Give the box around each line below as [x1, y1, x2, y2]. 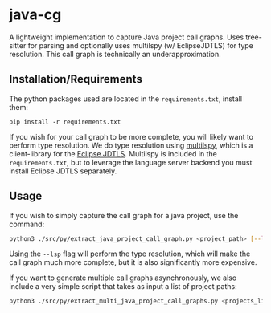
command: [9, 219, 45, 229]
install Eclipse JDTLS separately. [9, 166, 117, 176]
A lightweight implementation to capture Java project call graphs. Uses [9, 32, 244, 42]
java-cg [9, 6, 62, 24]
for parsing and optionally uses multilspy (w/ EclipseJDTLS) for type [27, 40, 254, 50]
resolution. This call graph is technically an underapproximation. [9, 49, 222, 59]
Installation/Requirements [9, 72, 143, 86]
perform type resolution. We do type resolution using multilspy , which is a [9, 140, 253, 150]
